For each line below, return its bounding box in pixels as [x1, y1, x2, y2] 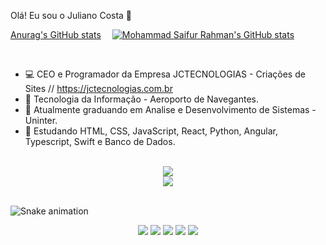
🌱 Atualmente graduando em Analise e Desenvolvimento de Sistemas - [24, 104, 317, 115]
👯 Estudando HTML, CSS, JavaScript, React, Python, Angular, [24, 125, 279, 137]
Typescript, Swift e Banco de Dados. [24, 136, 176, 147]
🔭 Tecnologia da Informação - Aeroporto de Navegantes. [24, 93, 260, 105]
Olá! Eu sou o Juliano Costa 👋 [10, 10, 133, 21]
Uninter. [24, 115, 58, 126]
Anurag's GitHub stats [10, 29, 102, 40]
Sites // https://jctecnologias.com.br [24, 83, 173, 94]
